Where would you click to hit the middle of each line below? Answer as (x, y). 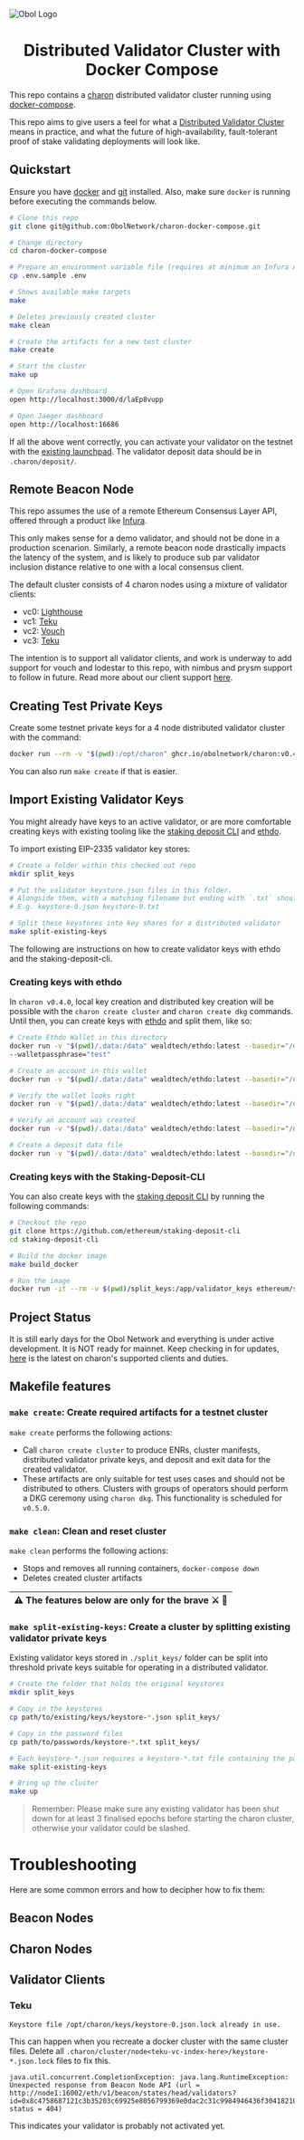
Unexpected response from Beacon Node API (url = (105, 2085)
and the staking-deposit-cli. (61, 958)
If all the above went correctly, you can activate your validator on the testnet (152, 441)
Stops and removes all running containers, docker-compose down (141, 1569)
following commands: (49, 1206)
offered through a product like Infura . (78, 521)
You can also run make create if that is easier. (94, 771)
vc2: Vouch (43, 631)
